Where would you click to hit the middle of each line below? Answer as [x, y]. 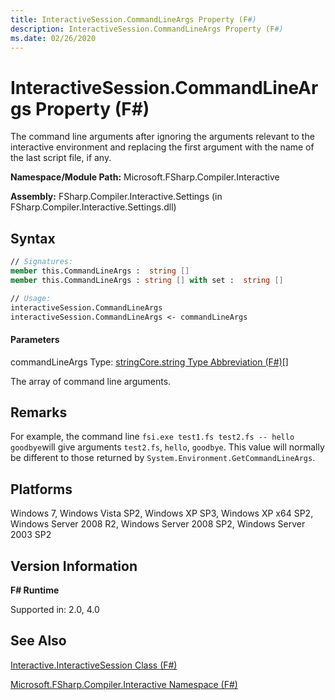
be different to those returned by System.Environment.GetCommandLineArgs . [163, 458]
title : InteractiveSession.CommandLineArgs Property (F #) [133, 19]
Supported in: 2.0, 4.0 [55, 610]
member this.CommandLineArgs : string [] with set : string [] [147, 280]
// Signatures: [42, 262]
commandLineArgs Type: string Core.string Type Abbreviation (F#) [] [149, 362]
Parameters [35, 339]
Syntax [33, 238]
